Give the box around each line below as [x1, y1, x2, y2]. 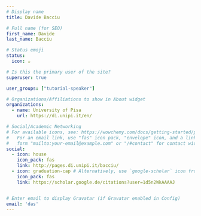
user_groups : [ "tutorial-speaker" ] [6, 85, 95, 92]
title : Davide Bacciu [6, 14, 60, 20]
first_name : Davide [6, 31, 55, 36]
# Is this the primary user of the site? [6, 69, 111, 75]
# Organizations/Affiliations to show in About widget [6, 96, 146, 102]
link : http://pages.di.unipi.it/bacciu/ [17, 163, 119, 169]
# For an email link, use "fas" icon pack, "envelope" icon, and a [6, 135, 184, 141]
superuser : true [6, 74, 47, 81]
